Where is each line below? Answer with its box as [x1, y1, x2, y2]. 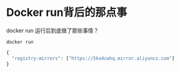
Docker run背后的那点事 [6, 5, 127, 19]
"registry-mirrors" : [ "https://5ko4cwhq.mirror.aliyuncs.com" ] [12, 55, 175, 61]
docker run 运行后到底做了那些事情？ [6, 27, 99, 34]
